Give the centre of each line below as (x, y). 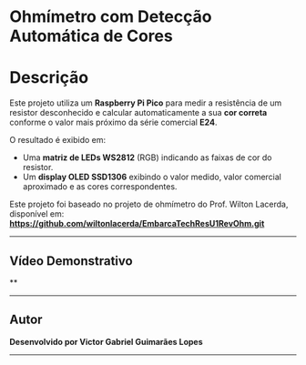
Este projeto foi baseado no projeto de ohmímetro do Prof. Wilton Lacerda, (149, 204)
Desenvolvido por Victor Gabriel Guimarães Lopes (106, 341)
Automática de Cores (91, 36)
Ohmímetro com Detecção (111, 17)
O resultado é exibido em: (58, 140)
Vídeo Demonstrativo (71, 261)
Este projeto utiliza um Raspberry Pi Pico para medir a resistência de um (146, 103)
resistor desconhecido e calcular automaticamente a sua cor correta (138, 113)
